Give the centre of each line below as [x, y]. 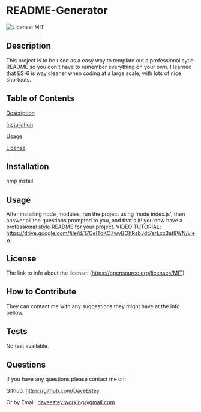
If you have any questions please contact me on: [66, 379]
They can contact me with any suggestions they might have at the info [93, 306]
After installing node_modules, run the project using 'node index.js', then [96, 214]
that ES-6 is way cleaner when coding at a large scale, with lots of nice [94, 73]
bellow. [15, 312]
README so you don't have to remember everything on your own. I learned [99, 67]
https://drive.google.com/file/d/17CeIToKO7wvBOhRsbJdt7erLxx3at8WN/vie [100, 233]
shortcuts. [19, 79]
